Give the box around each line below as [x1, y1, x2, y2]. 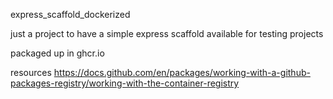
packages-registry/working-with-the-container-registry [10, 77, 240, 89]
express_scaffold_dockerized [10, 9, 131, 20]
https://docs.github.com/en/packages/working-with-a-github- [53, 67, 311, 78]
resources [10, 67, 52, 78]
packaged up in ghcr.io [10, 47, 105, 59]
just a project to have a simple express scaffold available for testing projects [10, 28, 324, 39]
